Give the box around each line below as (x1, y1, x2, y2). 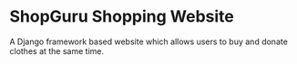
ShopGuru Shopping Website (9, 6, 234, 27)
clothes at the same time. (9, 45, 105, 56)
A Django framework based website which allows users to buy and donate (9, 36, 289, 47)
